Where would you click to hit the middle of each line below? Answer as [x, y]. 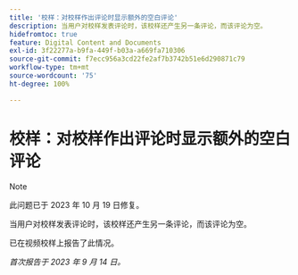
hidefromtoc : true [43, 34]
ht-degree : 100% [39, 84]
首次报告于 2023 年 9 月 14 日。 [67, 262]
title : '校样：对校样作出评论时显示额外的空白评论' [94, 17]
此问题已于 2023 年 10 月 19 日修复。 [77, 204]
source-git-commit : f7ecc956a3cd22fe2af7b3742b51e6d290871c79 [127, 59]
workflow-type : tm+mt [50, 68]
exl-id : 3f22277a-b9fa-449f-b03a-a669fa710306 [97, 51]
